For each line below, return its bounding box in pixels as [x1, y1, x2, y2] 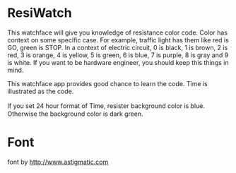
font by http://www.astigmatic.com [7, 157, 109, 166]
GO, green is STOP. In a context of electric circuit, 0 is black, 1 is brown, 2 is [7, 43, 228, 52]
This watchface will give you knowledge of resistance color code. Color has [7, 28, 228, 37]
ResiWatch [7, 5, 72, 21]
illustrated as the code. [7, 87, 74, 95]
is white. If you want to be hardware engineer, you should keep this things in [7, 58, 229, 66]
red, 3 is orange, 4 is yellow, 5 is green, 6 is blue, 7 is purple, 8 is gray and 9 [7, 51, 229, 59]
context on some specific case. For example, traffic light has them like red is [7, 35, 230, 44]
